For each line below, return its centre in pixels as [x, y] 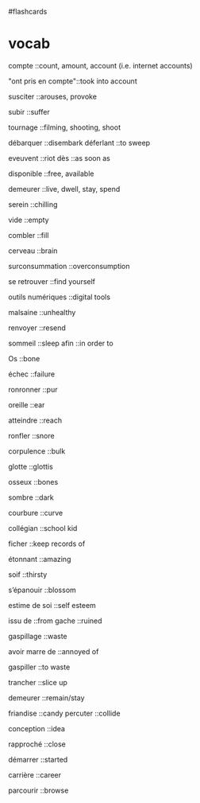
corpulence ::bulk [37, 451]
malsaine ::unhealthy [42, 312]
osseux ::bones [33, 481]
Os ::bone [24, 358]
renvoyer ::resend [37, 327]
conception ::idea [37, 728]
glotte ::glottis [31, 466]
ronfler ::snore [31, 435]
